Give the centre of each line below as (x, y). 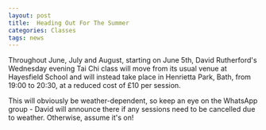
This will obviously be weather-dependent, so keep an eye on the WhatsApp (133, 101)
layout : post (30, 15)
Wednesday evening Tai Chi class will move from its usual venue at (118, 69)
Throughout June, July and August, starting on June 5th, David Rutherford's (133, 60)
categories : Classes (42, 30)
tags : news (26, 38)
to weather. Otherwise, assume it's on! (71, 118)
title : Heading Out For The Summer (69, 23)
